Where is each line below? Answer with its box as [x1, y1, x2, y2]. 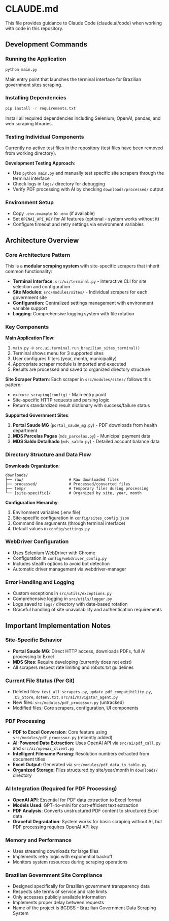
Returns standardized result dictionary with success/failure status [12, 402, 150, 409]
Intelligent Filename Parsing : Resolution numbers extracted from [12, 751, 150, 757]
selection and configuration [12, 283, 70, 289]
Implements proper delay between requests [12, 900, 104, 906]
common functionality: [5, 268, 52, 274]
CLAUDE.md [5, 3, 59, 15]
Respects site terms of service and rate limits [12, 888, 108, 895]
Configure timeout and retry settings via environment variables [12, 221, 144, 227]
